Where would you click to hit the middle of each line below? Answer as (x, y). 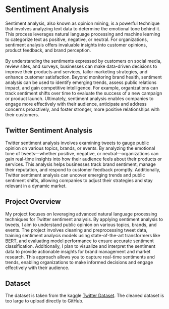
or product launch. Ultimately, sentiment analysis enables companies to (79, 98)
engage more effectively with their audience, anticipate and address (76, 104)
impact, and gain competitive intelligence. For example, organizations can (82, 87)
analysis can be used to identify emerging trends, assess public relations (81, 82)
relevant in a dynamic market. (36, 186)
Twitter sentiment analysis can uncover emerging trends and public (75, 175)
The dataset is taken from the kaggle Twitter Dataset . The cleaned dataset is (85, 296)
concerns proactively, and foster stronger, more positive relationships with (82, 109)
